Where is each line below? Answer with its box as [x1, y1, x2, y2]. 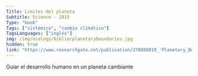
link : [6, 47, 19, 53]
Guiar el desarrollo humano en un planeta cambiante [6, 63, 134, 70]
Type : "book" [6, 19, 38, 25]
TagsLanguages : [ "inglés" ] [6, 31, 72, 37]
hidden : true [6, 42, 38, 48]
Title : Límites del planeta [6, 8, 75, 15]
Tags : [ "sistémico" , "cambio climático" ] [6, 25, 110, 31]
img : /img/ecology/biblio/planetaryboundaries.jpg [6, 36, 133, 42]
